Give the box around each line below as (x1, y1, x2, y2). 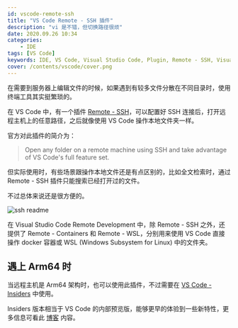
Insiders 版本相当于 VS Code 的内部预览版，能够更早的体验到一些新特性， (7, 305, 223, 313)
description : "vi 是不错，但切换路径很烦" (7, 23, 123, 30)
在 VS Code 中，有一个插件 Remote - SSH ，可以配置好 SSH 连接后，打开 (7, 107, 220, 115)
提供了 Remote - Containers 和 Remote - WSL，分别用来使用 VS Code (7, 229, 211, 237)
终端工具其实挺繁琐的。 (7, 92, 76, 101)
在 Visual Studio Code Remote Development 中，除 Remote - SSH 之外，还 (7, 220, 225, 229)
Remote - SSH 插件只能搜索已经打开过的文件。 (7, 176, 144, 185)
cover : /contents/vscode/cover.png (7, 63, 113, 70)
